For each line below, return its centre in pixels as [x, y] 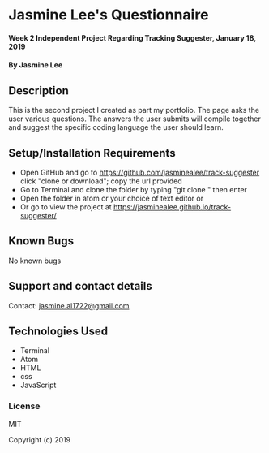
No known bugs [35, 261]
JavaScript [38, 385]
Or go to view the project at [66, 207]
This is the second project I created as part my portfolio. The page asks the [134, 110]
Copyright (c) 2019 [40, 439]
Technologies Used [58, 332]
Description [38, 91]
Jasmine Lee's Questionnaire [109, 15]
